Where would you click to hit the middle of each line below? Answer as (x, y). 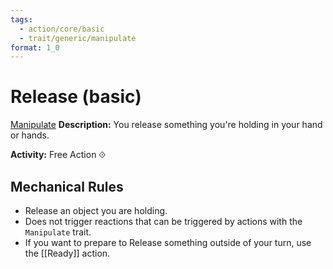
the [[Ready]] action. (67, 253)
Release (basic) (76, 97)
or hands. (30, 135)
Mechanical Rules (67, 186)
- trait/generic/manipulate (78, 38)
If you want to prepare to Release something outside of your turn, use (168, 242)
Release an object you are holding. (96, 210)
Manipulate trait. (58, 232)
